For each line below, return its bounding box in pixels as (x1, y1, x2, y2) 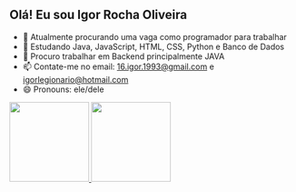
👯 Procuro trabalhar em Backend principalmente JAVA (22, 50, 225, 62)
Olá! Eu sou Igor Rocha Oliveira (9, 7, 188, 23)
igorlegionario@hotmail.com (22, 74, 129, 85)
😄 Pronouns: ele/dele (22, 84, 104, 95)
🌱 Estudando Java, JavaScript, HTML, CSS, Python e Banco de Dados (22, 41, 285, 52)
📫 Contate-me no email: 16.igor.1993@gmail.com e (22, 61, 215, 72)
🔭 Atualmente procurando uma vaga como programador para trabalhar (22, 31, 288, 42)
